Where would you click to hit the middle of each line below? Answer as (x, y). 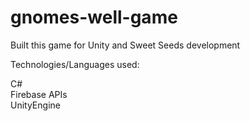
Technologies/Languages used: (75, 64)
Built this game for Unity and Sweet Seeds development (125, 45)
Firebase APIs (39, 94)
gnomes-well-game (94, 17)
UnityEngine (35, 105)
